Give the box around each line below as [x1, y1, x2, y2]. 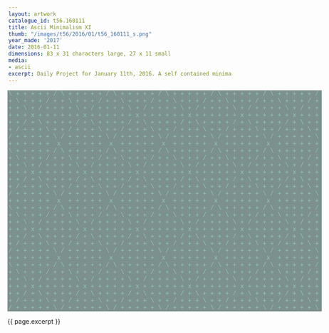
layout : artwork [8, 10, 57, 18]
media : [8, 57, 28, 64]
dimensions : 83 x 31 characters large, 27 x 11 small [8, 51, 172, 58]
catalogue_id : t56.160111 [8, 17, 85, 24]
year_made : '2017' [8, 37, 63, 44]
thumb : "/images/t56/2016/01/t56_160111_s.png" [8, 30, 152, 38]
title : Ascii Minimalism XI [8, 24, 92, 31]
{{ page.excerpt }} [7, 317, 61, 325]
